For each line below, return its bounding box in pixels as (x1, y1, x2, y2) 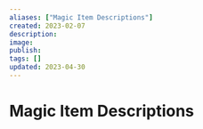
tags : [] (9, 54, 42, 63)
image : (9, 37, 34, 47)
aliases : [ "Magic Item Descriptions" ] (9, 12, 153, 22)
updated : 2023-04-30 (9, 63, 86, 72)
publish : (9, 46, 42, 55)
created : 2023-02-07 (9, 21, 86, 30)
